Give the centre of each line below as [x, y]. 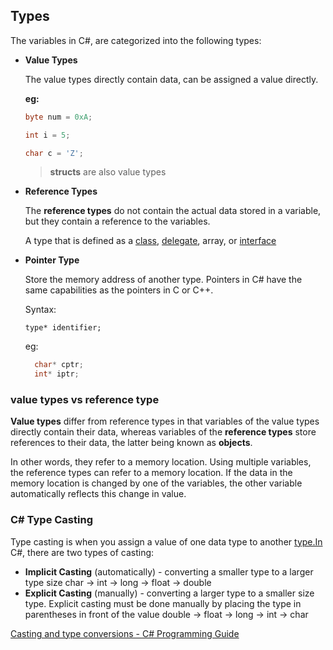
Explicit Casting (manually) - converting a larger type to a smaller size [169, 593]
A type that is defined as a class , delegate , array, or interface [150, 241]
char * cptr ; [59, 365]
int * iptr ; [57, 374]
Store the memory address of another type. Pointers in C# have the [163, 280]
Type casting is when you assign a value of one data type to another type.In [166, 541]
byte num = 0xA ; [58, 117]
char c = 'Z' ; [54, 153]
